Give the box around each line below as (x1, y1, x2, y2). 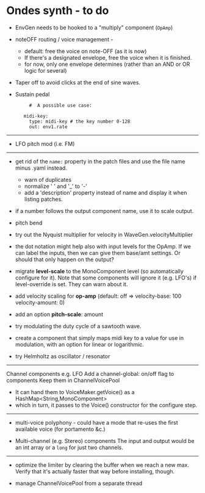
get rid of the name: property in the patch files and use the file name (15, 157, 185, 165)
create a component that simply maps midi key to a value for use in (15, 334, 184, 342)
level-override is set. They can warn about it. (15, 280, 128, 287)
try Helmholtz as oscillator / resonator (15, 352, 110, 360)
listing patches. (24, 195, 63, 203)
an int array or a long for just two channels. (15, 444, 124, 451)
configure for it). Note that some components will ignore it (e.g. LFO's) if (15, 274, 197, 281)
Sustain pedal (15, 90, 50, 98)
